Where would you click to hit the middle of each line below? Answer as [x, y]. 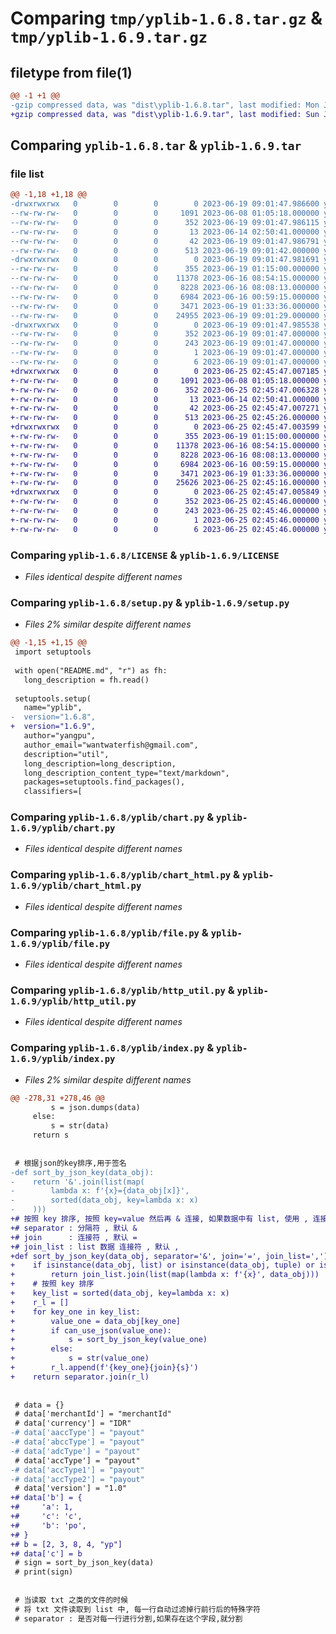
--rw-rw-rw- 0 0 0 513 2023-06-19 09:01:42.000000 [165, 250]
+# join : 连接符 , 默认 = [74, 1237]
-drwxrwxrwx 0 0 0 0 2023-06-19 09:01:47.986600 [165, 204]
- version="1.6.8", [53, 717]
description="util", [66, 754]
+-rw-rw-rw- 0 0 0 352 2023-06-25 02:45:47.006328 [165, 390]
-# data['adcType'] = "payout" [75, 1451]
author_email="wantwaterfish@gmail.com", [111, 745]
